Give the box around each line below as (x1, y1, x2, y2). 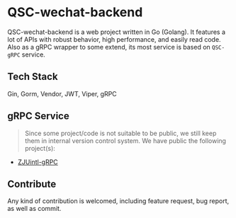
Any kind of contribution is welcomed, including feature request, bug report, (7, 197, 230, 205)
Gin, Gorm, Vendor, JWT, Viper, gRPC (7, 89, 117, 98)
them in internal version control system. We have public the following (24, 136, 227, 145)
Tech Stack (7, 71, 58, 83)
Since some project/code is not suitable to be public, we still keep (24, 129, 217, 137)
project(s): (24, 144, 55, 152)
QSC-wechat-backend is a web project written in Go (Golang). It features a (7, 28, 225, 36)
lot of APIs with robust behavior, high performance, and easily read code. (7, 35, 221, 43)
